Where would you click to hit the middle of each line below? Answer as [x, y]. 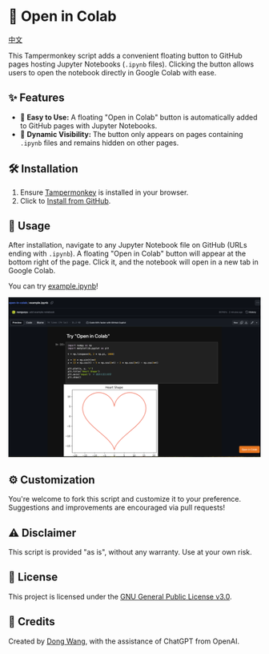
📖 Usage [29, 226]
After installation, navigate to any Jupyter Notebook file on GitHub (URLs [128, 245]
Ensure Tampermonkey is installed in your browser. [104, 192]
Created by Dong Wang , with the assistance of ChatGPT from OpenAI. [124, 641]
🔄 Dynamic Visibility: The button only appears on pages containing [131, 134]
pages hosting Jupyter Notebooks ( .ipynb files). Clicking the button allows [131, 64]
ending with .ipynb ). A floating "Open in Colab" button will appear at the [127, 254]
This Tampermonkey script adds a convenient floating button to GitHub [125, 55]
